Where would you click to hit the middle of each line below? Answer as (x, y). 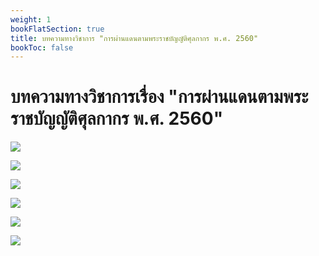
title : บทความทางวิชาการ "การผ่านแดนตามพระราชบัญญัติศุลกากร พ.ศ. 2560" (134, 38)
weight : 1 (31, 19)
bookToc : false (42, 47)
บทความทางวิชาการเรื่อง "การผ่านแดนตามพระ (159, 97)
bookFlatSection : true (57, 29)
